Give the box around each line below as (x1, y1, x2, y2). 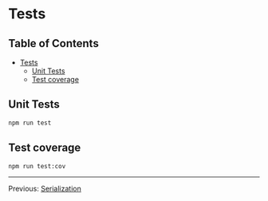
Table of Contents (8, 37, 100, 50)
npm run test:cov (8, 162, 66, 170)
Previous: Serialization (8, 184, 81, 194)
